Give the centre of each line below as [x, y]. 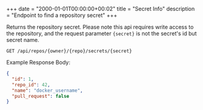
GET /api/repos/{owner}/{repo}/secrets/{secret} [69, 51]
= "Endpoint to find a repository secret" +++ [62, 15]
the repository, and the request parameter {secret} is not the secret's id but [101, 33]
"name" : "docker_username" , [48, 91]
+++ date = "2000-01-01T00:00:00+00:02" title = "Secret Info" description [101, 9]
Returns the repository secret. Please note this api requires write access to [100, 27]
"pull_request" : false [41, 96]
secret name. [23, 40]
